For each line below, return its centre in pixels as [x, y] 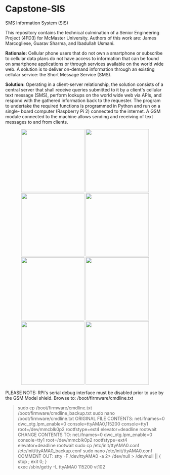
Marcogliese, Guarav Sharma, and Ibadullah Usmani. [60, 43]
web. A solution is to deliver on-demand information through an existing [80, 69]
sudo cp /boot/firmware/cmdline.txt [55, 408]
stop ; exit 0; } [32, 461]
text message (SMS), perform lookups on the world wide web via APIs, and [83, 95]
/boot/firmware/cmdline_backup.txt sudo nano [66, 413]
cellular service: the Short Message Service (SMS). [58, 74]
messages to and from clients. [37, 122]
